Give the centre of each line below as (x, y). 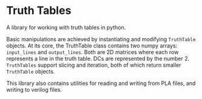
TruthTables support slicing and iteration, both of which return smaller (94, 65)
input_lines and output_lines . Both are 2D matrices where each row (93, 52)
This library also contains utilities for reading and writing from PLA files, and (101, 83)
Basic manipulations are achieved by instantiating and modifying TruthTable (101, 39)
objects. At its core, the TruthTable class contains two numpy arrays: (92, 46)
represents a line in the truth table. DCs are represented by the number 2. (98, 58)
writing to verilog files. (34, 89)
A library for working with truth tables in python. (66, 27)
